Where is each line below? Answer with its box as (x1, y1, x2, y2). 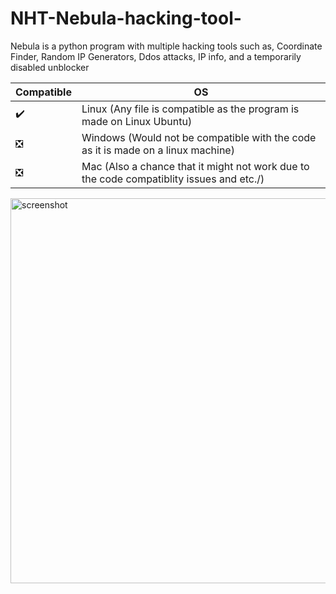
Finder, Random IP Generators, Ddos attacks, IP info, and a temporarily (10, 50, 302, 62)
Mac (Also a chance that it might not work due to (81, 159, 310, 173)
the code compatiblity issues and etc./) (81, 172, 265, 186)
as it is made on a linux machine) (81, 143, 235, 157)
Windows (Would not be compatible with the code (81, 130, 317, 144)
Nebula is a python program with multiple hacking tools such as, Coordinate (10, 40, 323, 52)
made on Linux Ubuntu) (81, 114, 193, 128)
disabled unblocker (10, 61, 90, 73)
